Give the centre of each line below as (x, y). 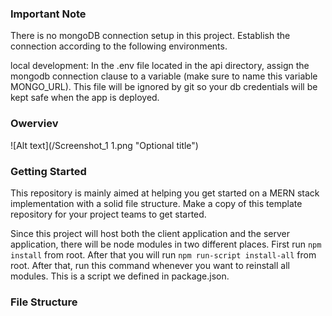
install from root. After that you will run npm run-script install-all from (163, 254)
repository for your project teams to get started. (108, 214)
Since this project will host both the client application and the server (150, 233)
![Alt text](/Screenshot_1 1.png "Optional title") (104, 145)
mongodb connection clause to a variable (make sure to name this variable (164, 76)
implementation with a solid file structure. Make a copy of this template (156, 203)
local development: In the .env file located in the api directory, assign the (160, 66)
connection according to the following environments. (119, 46)
